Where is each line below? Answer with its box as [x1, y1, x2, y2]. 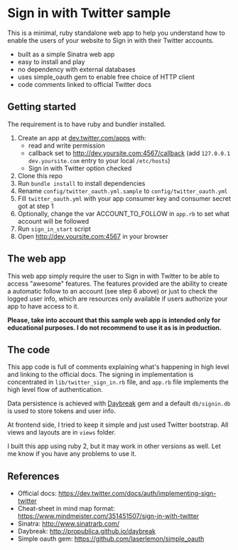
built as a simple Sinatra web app [17, 50, 115, 58]
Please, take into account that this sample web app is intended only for [7, 316, 221, 324]
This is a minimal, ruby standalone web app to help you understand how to [7, 28, 225, 37]
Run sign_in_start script [17, 224, 91, 233]
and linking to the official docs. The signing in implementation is [7, 370, 194, 379]
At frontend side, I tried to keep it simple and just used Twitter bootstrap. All [7, 420, 229, 429]
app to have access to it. [7, 301, 80, 311]
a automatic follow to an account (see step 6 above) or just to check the [7, 286, 218, 295]
